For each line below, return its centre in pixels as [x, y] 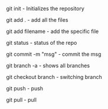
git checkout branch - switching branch [54, 77]
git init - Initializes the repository [45, 9]
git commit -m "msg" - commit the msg [54, 54]
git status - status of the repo [42, 43]
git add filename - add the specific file [53, 31]
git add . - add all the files [37, 20]
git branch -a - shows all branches [48, 65]
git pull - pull [22, 100]
